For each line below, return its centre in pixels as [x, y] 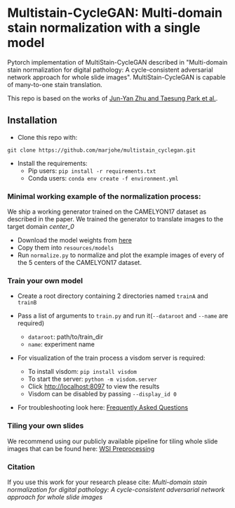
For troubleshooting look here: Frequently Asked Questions [103, 408]
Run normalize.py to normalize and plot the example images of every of [121, 255]
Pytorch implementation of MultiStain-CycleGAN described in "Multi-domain [117, 62]
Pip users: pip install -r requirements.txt [92, 171]
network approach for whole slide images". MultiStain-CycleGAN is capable [116, 77]
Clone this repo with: [47, 137]
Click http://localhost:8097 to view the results [94, 386]
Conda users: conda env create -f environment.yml [103, 178]
